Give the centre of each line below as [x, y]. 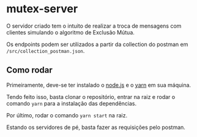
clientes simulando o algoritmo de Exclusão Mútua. [70, 32]
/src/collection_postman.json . [46, 50]
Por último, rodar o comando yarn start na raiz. [67, 115]
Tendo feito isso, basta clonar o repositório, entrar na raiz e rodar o [91, 96]
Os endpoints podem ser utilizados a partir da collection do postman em [97, 44]
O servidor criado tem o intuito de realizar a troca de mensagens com [94, 26]
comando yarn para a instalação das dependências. [72, 103]
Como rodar [30, 70]
